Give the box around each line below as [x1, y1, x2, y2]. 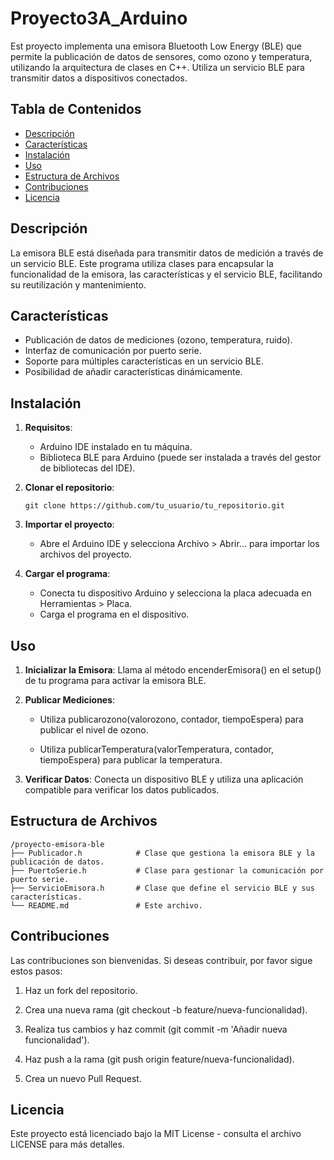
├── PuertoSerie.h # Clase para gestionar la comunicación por [10, 865, 325, 876]
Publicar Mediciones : [24, 694, 116, 706]
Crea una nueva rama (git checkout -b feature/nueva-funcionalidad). [24, 1003, 308, 1016]
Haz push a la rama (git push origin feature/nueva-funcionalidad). [24, 1053, 295, 1065]
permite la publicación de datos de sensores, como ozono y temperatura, [10, 50, 313, 62]
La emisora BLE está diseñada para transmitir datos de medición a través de [10, 247, 324, 259]
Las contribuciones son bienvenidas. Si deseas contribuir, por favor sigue [10, 954, 313, 966]
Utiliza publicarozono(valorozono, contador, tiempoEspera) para [39, 713, 304, 725]
